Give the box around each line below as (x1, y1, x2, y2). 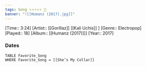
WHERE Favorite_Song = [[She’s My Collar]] (5, 57, 95, 62)
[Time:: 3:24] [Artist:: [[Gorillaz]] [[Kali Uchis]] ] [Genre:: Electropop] (5, 25, 142, 31)
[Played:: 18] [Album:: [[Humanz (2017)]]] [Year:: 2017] (5, 30, 114, 36)
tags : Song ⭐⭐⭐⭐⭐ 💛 (5, 7, 46, 12)
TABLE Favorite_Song (5, 53, 47, 58)
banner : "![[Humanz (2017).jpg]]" (5, 12, 75, 17)
